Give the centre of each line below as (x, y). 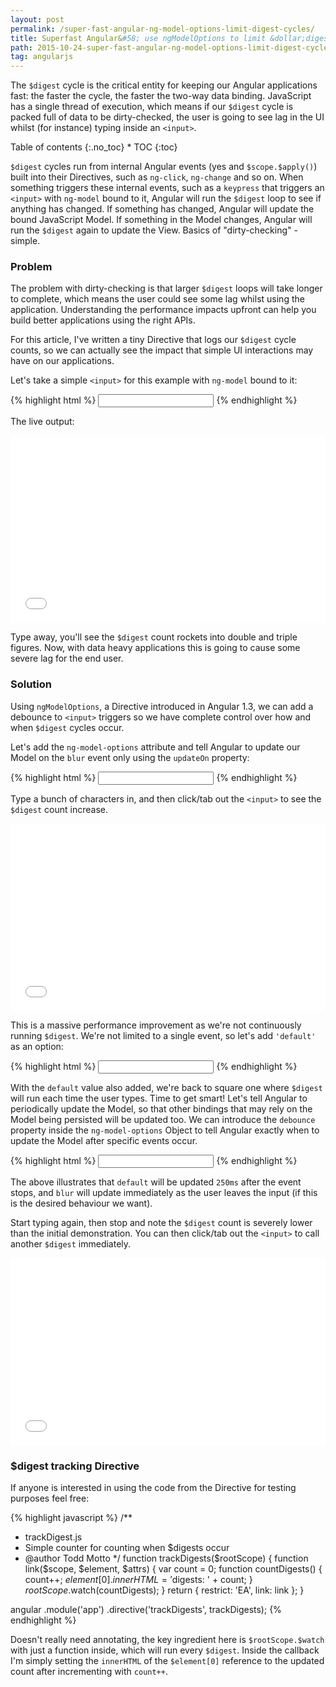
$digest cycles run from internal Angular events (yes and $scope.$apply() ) (164, 167)
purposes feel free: (50, 1498)
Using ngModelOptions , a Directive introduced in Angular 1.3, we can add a (162, 706)
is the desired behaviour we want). (81, 1203)
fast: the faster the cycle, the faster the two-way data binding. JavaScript (161, 96)
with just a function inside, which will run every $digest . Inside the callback (165, 1650)
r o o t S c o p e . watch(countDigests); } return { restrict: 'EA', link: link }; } (164, 1590)
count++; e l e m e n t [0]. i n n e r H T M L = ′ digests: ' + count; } (138, 1580)
